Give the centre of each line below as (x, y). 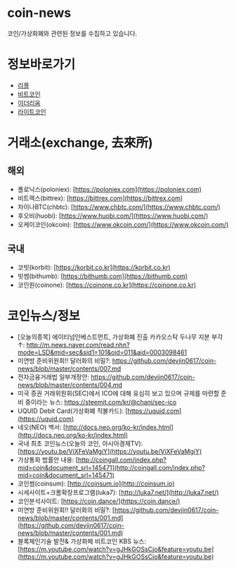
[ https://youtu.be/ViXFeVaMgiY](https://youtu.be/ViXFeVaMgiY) (110, 451)
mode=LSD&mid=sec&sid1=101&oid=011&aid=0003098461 (102, 352)
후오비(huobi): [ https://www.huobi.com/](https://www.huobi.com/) (113, 216)
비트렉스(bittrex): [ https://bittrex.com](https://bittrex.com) (100, 198)
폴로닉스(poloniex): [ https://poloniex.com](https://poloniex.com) (110, 189)
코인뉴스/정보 (44, 316)
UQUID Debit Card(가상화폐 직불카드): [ (72, 411)
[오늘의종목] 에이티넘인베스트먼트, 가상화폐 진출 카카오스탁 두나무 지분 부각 (120, 337)
